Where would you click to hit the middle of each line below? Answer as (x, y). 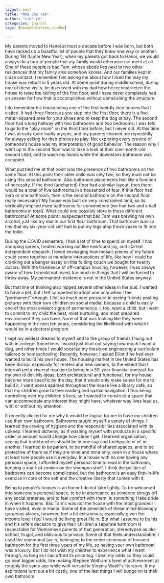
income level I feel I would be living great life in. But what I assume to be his (81, 519)
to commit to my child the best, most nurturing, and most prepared (72, 313)
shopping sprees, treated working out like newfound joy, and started (74, 247)
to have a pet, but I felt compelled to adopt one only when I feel (69, 293)
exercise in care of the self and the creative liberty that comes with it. (75, 478)
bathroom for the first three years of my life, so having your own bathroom (80, 545)
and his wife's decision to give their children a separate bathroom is (73, 524)
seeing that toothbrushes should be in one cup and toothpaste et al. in (76, 442)
